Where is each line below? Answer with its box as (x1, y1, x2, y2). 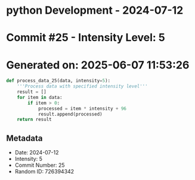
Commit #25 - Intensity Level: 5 (6, 31, 166, 45)
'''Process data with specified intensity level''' (17, 83, 148, 89)
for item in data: (17, 94, 63, 100)
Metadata (6, 133, 43, 143)
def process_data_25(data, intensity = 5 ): (6, 78, 111, 84)
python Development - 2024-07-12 (6, 4, 184, 17)
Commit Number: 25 (14, 162, 65, 169)
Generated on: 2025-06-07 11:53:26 (6, 58, 190, 72)
